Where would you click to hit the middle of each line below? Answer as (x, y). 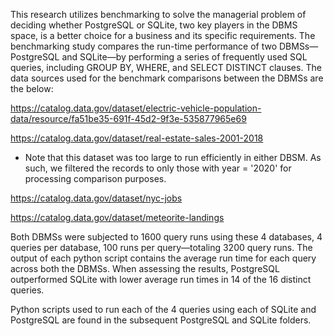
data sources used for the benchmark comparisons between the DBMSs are (167, 78)
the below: (32, 88)
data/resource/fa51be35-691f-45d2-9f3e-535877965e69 (128, 118)
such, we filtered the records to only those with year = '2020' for (158, 168)
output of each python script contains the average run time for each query (163, 258)
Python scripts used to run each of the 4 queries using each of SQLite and (163, 309)
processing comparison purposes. (95, 178)
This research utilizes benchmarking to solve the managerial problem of (158, 14)
